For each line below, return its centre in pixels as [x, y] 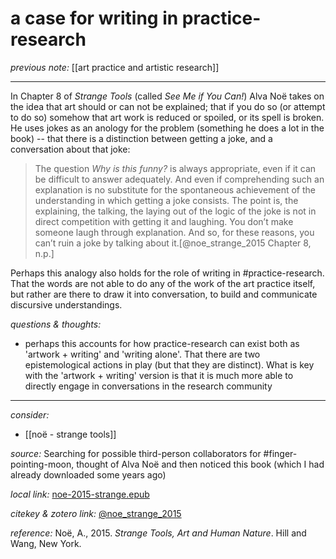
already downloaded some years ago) [88, 474]
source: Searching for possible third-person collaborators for [136, 453]
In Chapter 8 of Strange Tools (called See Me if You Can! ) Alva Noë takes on [167, 96]
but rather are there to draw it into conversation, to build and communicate [164, 294]
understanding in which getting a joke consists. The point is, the [166, 200]
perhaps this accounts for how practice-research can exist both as [162, 343]
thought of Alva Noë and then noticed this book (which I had [200, 464]
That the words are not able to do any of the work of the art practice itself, [163, 283]
